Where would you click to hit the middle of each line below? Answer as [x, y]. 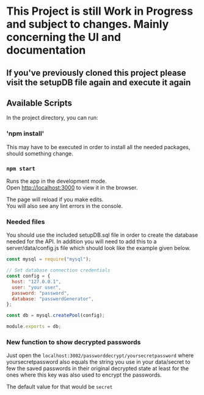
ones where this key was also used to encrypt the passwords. [84, 375]
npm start [21, 168]
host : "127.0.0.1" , [37, 282]
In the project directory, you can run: [52, 118]
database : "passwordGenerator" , [53, 299]
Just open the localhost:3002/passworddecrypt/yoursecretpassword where [100, 355]
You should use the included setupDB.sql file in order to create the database [102, 235]
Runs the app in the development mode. [56, 181]
